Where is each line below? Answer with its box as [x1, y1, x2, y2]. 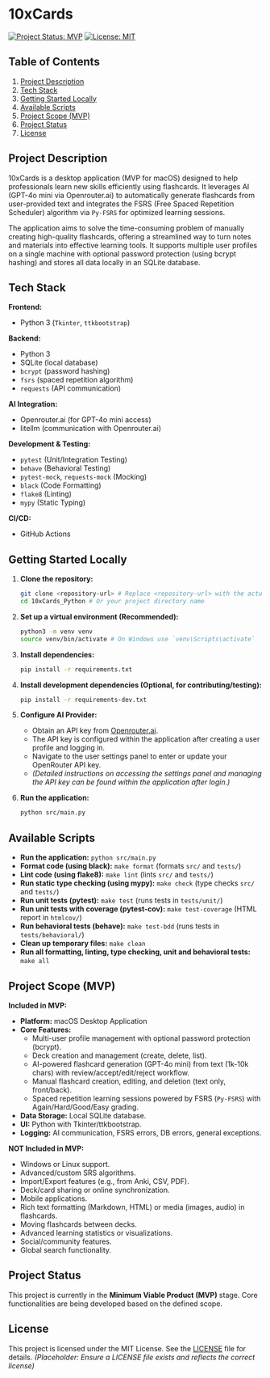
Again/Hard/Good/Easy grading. [31, 1101, 139, 1112]
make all [19, 957, 50, 966]
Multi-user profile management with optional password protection [31, 1033, 251, 1043]
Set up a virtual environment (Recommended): [19, 611, 179, 621]
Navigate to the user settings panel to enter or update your [31, 751, 227, 761]
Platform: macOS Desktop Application [19, 1016, 147, 1025]
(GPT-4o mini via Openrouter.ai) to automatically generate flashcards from [8, 190, 255, 200]
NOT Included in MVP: [8, 1143, 85, 1153]
